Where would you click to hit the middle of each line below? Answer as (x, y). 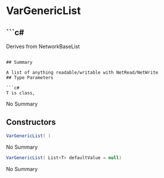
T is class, (20, 93)
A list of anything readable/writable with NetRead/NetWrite (82, 73)
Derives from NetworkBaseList (43, 46)
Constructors (31, 122)
